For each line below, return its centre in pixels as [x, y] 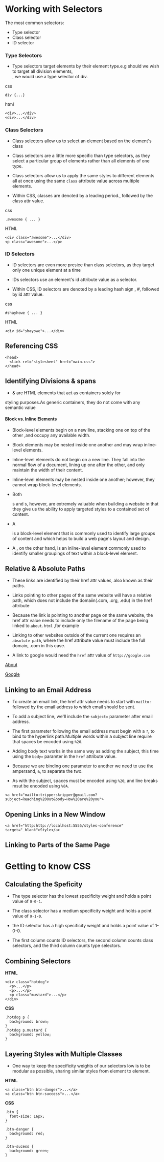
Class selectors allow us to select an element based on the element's [82, 141]
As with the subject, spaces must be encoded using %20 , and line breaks [85, 781]
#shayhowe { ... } [24, 313]
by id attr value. [28, 294]
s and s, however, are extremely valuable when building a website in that [85, 503]
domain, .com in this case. [38, 646]
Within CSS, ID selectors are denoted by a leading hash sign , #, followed [86, 289]
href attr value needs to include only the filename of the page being [80, 621]
